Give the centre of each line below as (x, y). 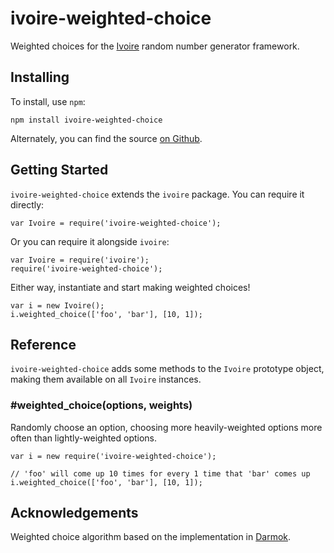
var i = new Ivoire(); (57, 305)
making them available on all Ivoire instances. (106, 379)
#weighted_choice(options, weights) (101, 405)
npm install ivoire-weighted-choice (86, 120)
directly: (27, 204)
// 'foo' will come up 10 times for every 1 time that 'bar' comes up (160, 473)
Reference (43, 344)
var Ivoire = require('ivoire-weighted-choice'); (116, 223)
